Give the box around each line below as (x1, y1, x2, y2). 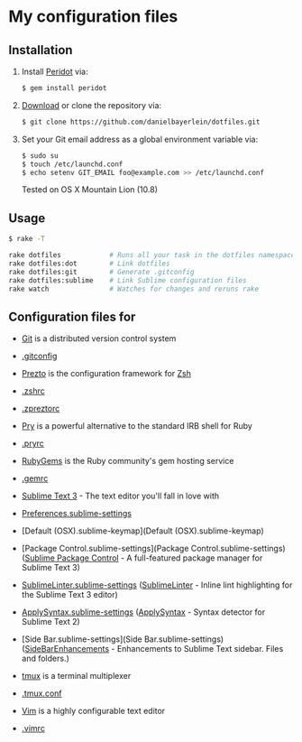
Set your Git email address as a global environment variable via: (21, 134, 259, 144)
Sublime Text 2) (21, 617, 80, 627)
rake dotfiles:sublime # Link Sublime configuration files (8, 275, 247, 285)
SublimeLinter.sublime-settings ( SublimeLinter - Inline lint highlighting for (21, 580, 293, 590)
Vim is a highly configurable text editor (21, 706, 166, 717)
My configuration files (8, 6, 178, 27)
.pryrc (21, 438, 44, 449)
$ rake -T (8, 235, 46, 244)
